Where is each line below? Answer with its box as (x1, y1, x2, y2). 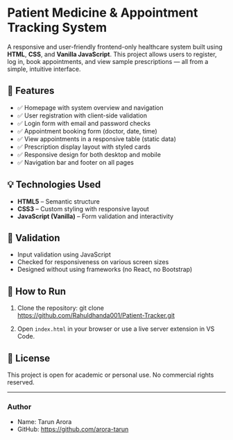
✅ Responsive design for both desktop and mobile (17, 150, 162, 158)
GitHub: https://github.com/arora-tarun (17, 425, 129, 434)
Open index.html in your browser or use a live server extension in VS (17, 325, 215, 333)
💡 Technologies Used (7, 179, 101, 190)
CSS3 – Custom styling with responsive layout (17, 204, 149, 213)
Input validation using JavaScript (17, 250, 111, 259)
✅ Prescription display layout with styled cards (17, 142, 151, 151)
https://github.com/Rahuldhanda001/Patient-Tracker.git (17, 311, 175, 320)
